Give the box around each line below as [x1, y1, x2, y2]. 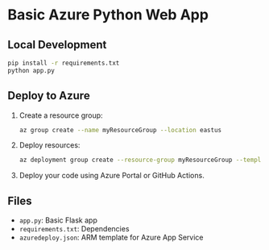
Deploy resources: [19, 140, 81, 150]
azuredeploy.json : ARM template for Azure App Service [19, 232, 204, 243]
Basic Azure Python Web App [7, 6, 209, 24]
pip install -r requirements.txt [7, 59, 120, 67]
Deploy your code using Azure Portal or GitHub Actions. [19, 171, 205, 181]
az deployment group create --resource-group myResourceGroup [19, 156, 233, 165]
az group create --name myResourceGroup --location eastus [19, 126, 222, 134]
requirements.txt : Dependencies [19, 224, 130, 234]
